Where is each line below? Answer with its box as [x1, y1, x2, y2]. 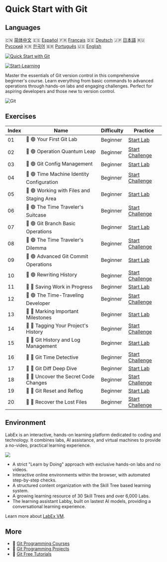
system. [12, 487, 29, 493]
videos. [12, 466, 28, 473]
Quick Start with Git [5, 3, 88, 15]
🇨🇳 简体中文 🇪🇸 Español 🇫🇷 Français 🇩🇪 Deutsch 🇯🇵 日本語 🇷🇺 [5, 37, 145, 43]
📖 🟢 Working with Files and [26, 187, 90, 194]
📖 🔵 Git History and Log [26, 336, 81, 343]
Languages [5, 23, 41, 32]
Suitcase [26, 211, 46, 218]
